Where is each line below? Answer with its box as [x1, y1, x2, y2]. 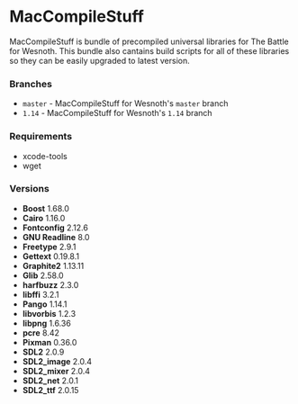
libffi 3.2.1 [22, 289, 60, 300]
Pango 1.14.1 [22, 299, 68, 310]
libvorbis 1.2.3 [22, 308, 77, 319]
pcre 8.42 [22, 327, 60, 338]
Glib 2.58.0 [22, 270, 65, 281]
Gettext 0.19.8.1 [22, 250, 79, 262]
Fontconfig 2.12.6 [22, 222, 88, 233]
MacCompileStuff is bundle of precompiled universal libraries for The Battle [9, 36, 290, 47]
